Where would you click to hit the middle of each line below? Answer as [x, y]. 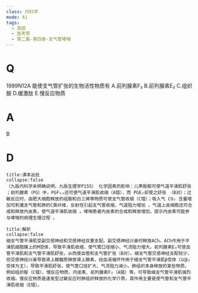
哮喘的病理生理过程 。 [34, 218]
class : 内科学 [22, 12]
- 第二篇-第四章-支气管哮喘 [41, 39]
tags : [13, 23]
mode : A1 [17, 17]
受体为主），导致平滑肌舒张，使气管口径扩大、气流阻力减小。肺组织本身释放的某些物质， [98, 266]
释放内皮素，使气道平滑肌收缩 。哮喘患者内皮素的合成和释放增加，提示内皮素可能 [100, 211]
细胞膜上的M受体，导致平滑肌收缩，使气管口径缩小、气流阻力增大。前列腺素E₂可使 [100, 247]
